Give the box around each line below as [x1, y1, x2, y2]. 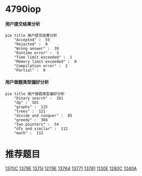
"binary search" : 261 [14, 95, 64, 100]
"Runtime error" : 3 [14, 51, 59, 56]
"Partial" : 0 [14, 68, 46, 73]
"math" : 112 [14, 130, 43, 135]
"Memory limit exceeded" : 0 [14, 59, 77, 64]
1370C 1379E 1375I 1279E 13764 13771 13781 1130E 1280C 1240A [5, 165, 137, 171]
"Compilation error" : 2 [14, 64, 68, 69]
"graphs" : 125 [14, 104, 48, 109]
